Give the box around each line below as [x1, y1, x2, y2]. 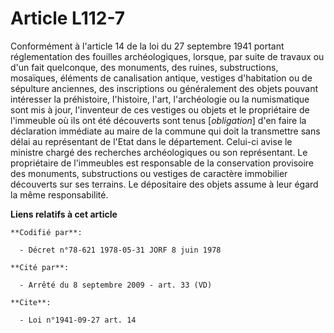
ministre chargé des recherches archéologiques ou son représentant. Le [10, 146, 308, 158]
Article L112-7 [10, 7, 125, 30]
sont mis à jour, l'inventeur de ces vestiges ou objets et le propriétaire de [10, 103, 310, 116]
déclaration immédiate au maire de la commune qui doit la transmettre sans [10, 125, 321, 137]
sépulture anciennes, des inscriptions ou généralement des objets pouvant [10, 82, 318, 94]
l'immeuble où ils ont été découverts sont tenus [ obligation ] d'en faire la [10, 114, 307, 126]
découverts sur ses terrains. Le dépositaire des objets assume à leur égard [10, 178, 319, 190]
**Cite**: [10, 297, 52, 307]
